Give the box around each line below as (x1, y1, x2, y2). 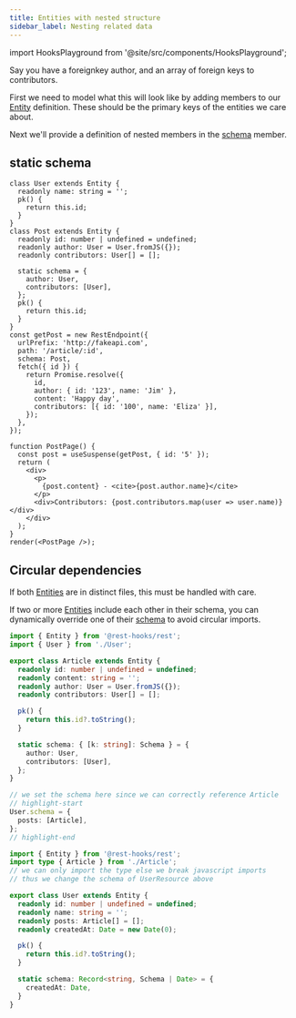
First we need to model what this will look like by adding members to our (9, 92, 281, 103)
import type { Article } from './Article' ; (9, 858, 178, 867)
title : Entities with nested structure (9, 13, 161, 23)
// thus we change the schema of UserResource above (9, 875, 214, 884)
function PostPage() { (9, 443, 96, 452)
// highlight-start (9, 799, 84, 809)
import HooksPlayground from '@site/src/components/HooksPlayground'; (9, 46, 287, 57)
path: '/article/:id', (17, 347, 104, 356)
